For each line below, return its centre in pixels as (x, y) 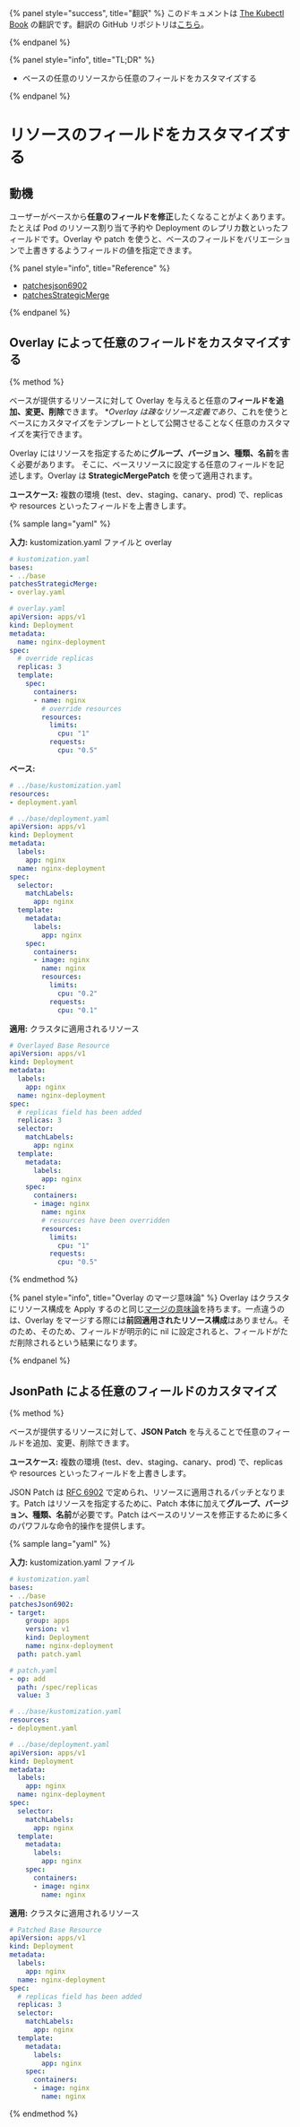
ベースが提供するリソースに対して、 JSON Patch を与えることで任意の (138, 1432)
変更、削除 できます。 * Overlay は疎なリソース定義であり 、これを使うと (157, 412)
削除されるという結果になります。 (79, 1342)
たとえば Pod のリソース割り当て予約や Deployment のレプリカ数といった (145, 228)
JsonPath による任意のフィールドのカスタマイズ (143, 1391)
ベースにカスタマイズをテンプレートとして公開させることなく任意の (134, 422)
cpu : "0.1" (77, 1010)
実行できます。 (60, 434)
